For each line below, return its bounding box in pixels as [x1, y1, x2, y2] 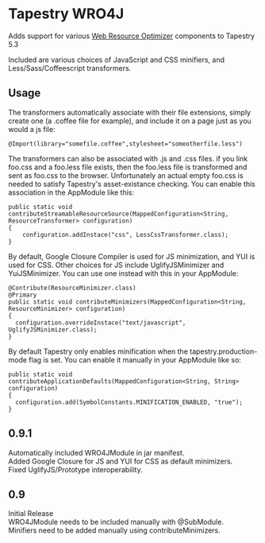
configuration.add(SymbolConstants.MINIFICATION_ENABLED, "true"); [15, 398, 244, 406]
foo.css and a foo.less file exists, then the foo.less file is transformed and [8, 162, 248, 172]
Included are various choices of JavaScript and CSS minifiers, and [8, 55, 225, 64]
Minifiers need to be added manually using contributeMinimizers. [8, 526, 221, 535]
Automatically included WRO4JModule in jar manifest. [8, 448, 185, 457]
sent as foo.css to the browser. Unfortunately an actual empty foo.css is [8, 170, 244, 180]
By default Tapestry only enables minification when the [8, 347, 189, 356]
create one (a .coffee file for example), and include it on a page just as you [8, 116, 252, 126]
